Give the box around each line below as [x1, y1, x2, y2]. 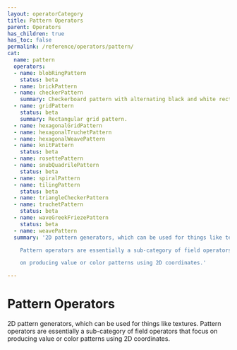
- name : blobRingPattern [13, 69, 87, 76]
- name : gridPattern [13, 103, 74, 110]
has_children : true [7, 30, 65, 37]
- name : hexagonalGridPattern [13, 122, 102, 129]
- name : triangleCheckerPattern [13, 194, 109, 202]
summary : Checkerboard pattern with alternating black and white [20, 96, 217, 103]
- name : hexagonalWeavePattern [13, 135, 106, 142]
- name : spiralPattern [13, 175, 80, 182]
